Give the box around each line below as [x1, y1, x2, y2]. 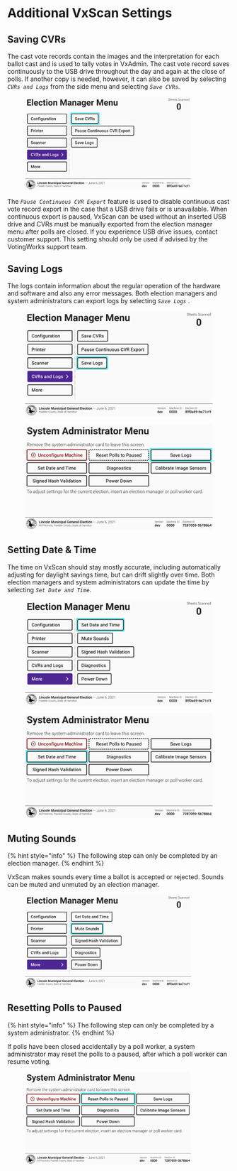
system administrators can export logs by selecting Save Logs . [7, 297, 190, 305]
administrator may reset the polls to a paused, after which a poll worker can [7, 1050, 228, 1058]
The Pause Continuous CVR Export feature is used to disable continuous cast [7, 197, 230, 205]
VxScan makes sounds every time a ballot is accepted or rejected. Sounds [7, 873, 224, 881]
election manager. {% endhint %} [7, 859, 105, 868]
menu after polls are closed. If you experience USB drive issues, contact [7, 227, 218, 236]
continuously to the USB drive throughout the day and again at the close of [7, 67, 226, 75]
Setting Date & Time [7, 544, 97, 556]
